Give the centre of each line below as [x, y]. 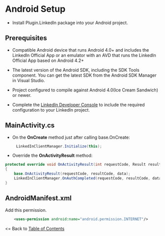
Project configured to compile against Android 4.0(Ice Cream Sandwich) [85, 90]
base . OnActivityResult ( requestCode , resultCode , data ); [72, 174]
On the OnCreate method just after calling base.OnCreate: [71, 137]
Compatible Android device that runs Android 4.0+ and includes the [81, 50]
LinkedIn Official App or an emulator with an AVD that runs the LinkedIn [84, 55]
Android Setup [35, 9]
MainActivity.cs [30, 126]
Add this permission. [26, 210]
